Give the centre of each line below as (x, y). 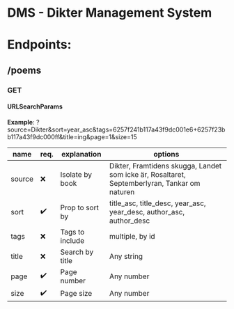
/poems (24, 70)
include (72, 240)
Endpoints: (39, 45)
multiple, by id (132, 236)
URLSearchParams (35, 106)
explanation (81, 154)
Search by (77, 252)
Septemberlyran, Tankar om (155, 183)
